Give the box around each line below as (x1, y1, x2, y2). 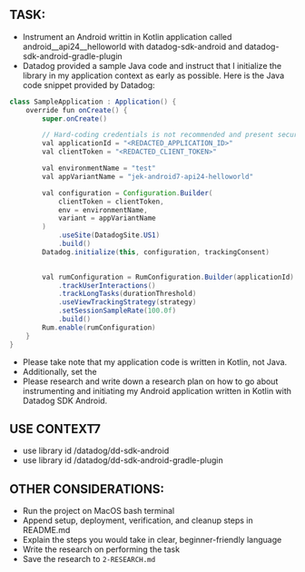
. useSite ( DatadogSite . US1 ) (57, 231, 161, 240)
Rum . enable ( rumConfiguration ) (42, 322, 156, 332)
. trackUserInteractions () (57, 281, 156, 290)
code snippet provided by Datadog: (22, 79, 156, 90)
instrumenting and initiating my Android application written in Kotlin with (22, 385, 292, 396)
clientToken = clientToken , (57, 197, 165, 206)
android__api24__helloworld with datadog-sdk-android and (22, 41, 243, 52)
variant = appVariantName (57, 213, 156, 223)
